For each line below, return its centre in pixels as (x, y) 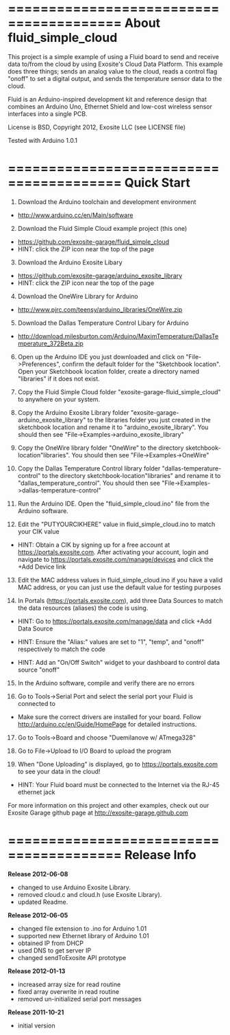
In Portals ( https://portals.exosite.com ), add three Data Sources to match (120, 600)
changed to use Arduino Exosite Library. (74, 887)
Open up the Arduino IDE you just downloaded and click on (101, 356)
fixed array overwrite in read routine (68, 991)
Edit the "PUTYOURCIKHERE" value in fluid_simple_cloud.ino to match (116, 524)
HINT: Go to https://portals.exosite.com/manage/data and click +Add (115, 621)
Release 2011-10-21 (36, 1012)
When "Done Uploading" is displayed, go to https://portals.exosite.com (118, 764)
